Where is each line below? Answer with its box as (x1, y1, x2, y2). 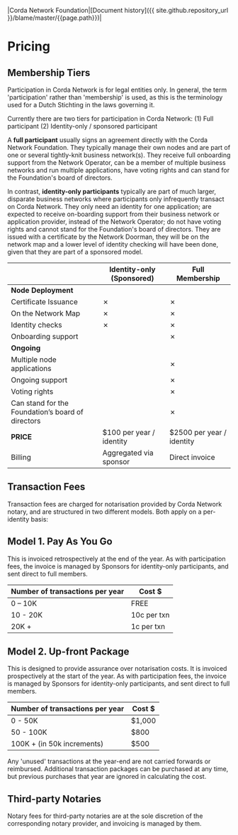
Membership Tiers (7, 67, 91, 79)
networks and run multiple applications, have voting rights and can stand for (7, 166, 230, 174)
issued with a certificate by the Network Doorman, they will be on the (7, 232, 210, 241)
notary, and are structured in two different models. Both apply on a (7, 507, 202, 516)
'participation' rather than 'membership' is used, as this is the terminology (7, 93, 223, 102)
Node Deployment (11, 286, 74, 295)
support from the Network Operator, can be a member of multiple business (7, 158, 226, 166)
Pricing (7, 38, 51, 55)
